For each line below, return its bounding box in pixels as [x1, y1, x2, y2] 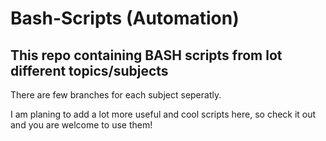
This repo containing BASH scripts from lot [10, 47, 283, 64]
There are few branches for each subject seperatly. [10, 89, 222, 101]
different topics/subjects [10, 62, 169, 79]
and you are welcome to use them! [10, 119, 153, 131]
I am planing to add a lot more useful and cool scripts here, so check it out [10, 108, 317, 120]
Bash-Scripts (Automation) [10, 7, 240, 30]
